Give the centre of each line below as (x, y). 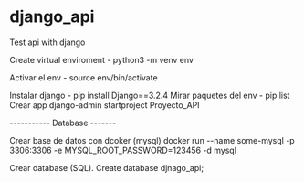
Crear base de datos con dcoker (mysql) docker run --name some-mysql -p (152, 140)
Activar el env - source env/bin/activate (84, 77)
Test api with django (47, 42)
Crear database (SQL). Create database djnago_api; (106, 167)
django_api (52, 17)
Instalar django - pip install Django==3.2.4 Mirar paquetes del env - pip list (150, 95)
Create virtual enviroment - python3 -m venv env (102, 59)
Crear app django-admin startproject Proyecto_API (105, 105)
